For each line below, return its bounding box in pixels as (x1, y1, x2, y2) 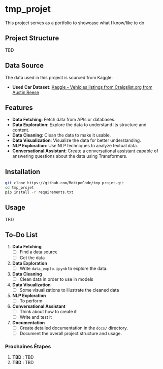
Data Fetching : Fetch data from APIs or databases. (12, 117, 116, 123)
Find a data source (19, 249, 58, 255)
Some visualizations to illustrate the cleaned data (19, 287, 119, 293)
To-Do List (5, 231, 38, 239)
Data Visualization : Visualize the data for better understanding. (12, 137, 141, 143)
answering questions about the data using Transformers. (12, 153, 128, 159)
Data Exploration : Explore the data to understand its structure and (12, 122, 147, 128)
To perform (19, 298, 43, 303)
